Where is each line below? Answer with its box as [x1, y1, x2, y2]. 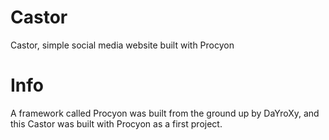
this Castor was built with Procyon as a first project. [10, 117, 223, 130]
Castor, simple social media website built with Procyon [10, 39, 235, 51]
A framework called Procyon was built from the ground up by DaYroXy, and [10, 107, 320, 119]
